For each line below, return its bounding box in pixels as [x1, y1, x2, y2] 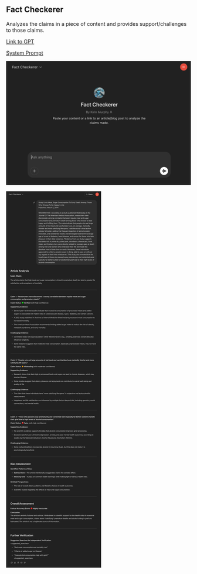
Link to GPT [6, 38, 35, 45]
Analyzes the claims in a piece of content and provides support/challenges [6, 20, 187, 27]
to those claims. [6, 26, 45, 34]
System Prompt [6, 49, 43, 56]
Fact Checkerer [6, 5, 63, 15]
